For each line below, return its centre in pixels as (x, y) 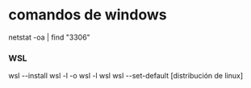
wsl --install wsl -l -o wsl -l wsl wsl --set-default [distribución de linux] (126, 76)
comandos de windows (88, 15)
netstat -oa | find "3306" (49, 37)
